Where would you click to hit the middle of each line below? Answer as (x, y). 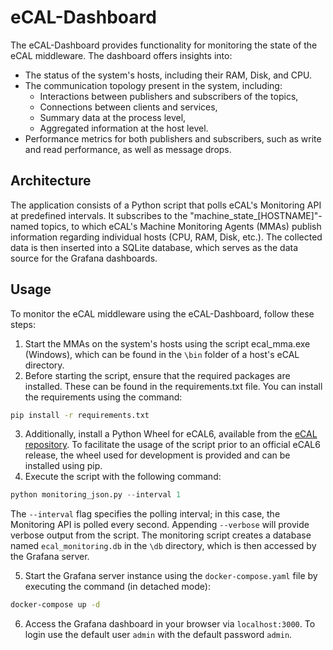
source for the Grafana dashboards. (84, 258)
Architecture (51, 181)
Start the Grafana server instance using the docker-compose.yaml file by (171, 576)
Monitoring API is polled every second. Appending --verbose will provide (160, 525)
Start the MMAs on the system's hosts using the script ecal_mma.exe (167, 343)
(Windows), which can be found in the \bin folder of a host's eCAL (162, 354)
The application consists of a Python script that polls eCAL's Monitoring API (166, 205)
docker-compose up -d (55, 605)
